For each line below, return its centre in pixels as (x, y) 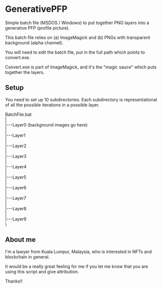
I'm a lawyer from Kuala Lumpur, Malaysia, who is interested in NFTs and (79, 252)
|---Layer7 (16, 198)
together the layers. (25, 72)
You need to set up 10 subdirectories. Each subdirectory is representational (81, 99)
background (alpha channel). (34, 42)
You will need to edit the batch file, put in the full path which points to (75, 52)
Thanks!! (14, 281)
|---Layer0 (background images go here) (46, 125)
